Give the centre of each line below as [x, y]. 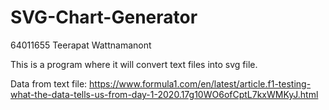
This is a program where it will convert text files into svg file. [134, 64]
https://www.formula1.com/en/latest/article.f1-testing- [200, 83]
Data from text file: [49, 83]
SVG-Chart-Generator [104, 17]
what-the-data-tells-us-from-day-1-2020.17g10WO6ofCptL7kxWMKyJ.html [164, 94]
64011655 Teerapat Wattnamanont [81, 45]
